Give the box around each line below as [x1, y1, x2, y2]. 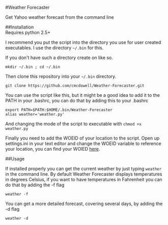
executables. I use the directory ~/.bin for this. [5, 45, 104, 50]
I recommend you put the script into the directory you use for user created [5, 39, 161, 45]
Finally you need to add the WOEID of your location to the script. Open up [5, 135, 160, 141]
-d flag [5, 206, 19, 212]
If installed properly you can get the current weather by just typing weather [5, 165, 162, 172]
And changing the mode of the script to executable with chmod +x [5, 121, 142, 127]
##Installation [5, 24, 34, 30]
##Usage [5, 156, 25, 162]
